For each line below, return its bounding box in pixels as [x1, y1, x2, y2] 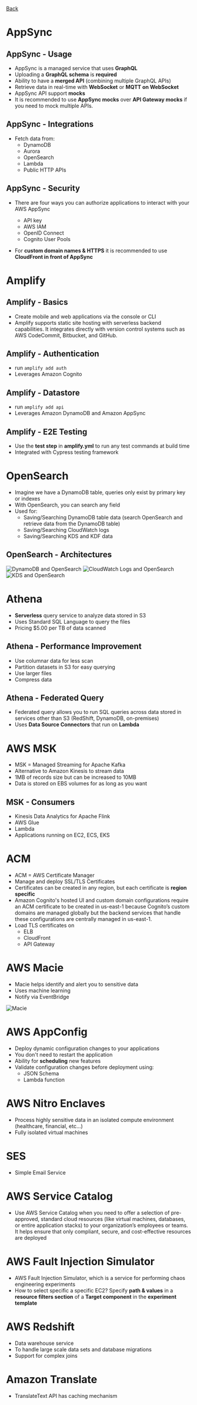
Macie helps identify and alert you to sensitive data [14, 981, 139, 988]
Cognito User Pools [23, 235, 71, 242]
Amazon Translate [6, 1373, 98, 1386]
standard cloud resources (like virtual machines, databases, [41, 1215, 185, 1222]
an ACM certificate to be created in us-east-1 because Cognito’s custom [14, 903, 190, 910]
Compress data [14, 676, 52, 683]
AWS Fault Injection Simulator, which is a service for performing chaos [14, 1274, 185, 1281]
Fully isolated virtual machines [14, 1128, 88, 1136]
